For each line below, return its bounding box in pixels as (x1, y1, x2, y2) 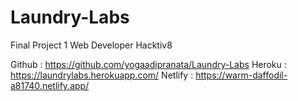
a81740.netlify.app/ (10, 79, 90, 91)
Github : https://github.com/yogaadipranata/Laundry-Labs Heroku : (10, 58, 287, 70)
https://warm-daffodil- (195, 69, 288, 81)
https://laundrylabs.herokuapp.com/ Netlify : (10, 69, 194, 81)
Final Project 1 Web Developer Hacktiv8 (10, 39, 173, 51)
